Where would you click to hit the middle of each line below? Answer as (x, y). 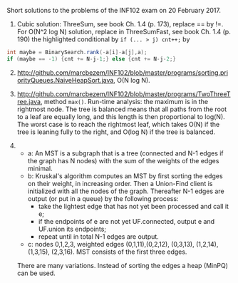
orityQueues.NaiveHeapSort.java (65, 80)
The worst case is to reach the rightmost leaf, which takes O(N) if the (118, 124)
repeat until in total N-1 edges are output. (99, 236)
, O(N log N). (131, 80)
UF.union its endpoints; (72, 229)
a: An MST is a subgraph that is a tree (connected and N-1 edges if (125, 153)
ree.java (29, 101)
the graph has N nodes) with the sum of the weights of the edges (123, 160)
